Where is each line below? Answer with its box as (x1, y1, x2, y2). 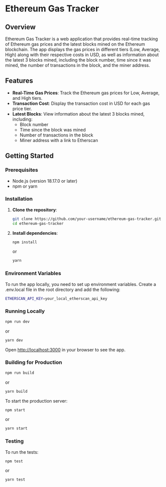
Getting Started (5, 152, 54, 160)
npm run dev (5, 319, 30, 324)
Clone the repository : (12, 207, 57, 212)
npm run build (5, 370, 35, 375)
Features (5, 76, 33, 85)
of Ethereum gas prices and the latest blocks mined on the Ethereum (5, 41, 145, 47)
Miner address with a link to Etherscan (19, 137, 98, 143)
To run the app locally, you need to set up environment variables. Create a (5, 281, 156, 287)
